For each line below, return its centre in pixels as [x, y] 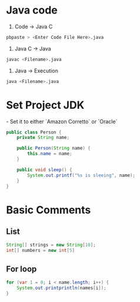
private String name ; [43, 138]
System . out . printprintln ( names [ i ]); [62, 288]
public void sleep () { [44, 170]
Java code [32, 10]
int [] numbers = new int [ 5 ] [41, 251]
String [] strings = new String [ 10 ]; [51, 245]
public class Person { [34, 132]
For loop [21, 269]
